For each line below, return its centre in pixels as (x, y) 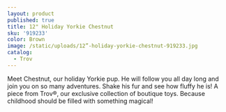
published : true (31, 20)
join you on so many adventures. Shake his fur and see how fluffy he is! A (113, 86)
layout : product (31, 14)
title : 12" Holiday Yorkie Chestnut (60, 26)
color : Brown (26, 40)
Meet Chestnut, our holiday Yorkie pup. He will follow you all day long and (113, 79)
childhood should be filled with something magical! (80, 101)
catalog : (20, 53)
